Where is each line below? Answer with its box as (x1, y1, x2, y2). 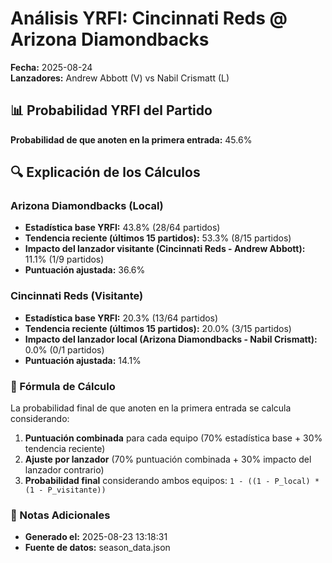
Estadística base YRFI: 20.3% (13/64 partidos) (24, 312, 219, 324)
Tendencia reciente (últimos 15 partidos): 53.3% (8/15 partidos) (24, 232, 292, 244)
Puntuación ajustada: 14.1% (24, 354, 142, 366)
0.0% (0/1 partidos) (24, 343, 105, 356)
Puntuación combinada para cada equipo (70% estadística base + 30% (24, 432, 323, 444)
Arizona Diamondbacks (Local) (10, 199, 164, 213)
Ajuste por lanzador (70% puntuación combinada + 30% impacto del (24, 453, 312, 466)
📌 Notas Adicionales (10, 508, 111, 522)
